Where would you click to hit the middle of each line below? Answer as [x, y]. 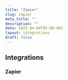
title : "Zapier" [22, 10]
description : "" [22, 24]
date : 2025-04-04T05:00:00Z [34, 28]
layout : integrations [28, 33]
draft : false [19, 38]
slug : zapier [19, 14]
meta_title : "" [21, 19]
